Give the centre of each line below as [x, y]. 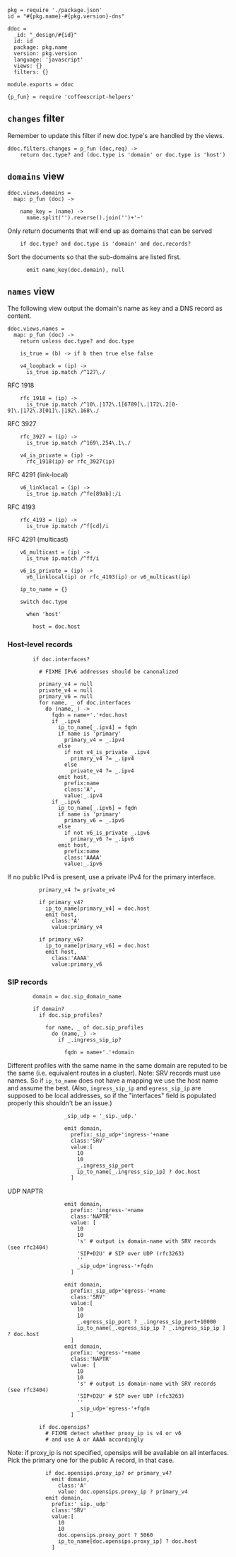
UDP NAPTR [25, 1191]
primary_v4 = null [66, 684]
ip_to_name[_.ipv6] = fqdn [98, 808]
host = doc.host [57, 627]
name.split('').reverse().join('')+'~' [84, 217]
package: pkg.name [41, 47]
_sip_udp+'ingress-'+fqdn [115, 1266]
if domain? [49, 1009]
